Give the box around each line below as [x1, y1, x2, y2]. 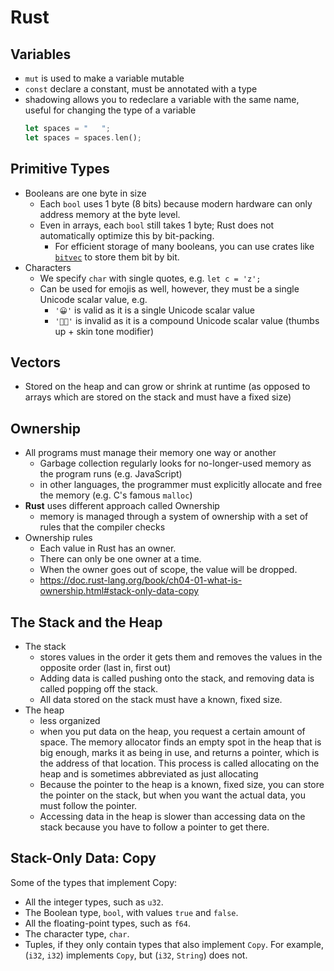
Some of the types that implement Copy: [10, 876, 178, 888]
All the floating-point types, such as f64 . [24, 917, 191, 929]
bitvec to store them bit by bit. [54, 251, 180, 263]
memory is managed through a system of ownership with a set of [39, 511, 309, 523]
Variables [10, 46, 72, 63]
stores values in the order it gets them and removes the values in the [39, 651, 323, 663]
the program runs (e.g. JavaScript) [39, 468, 183, 480]
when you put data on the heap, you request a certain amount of [39, 726, 306, 737]
